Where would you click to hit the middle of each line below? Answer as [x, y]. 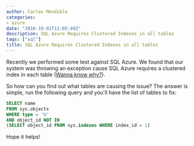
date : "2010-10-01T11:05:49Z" [44, 28]
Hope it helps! [23, 137]
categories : [21, 17]
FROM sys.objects [28, 109]
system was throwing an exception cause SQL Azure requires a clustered [96, 68]
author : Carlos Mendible [37, 12]
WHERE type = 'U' [28, 114]
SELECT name [21, 103]
